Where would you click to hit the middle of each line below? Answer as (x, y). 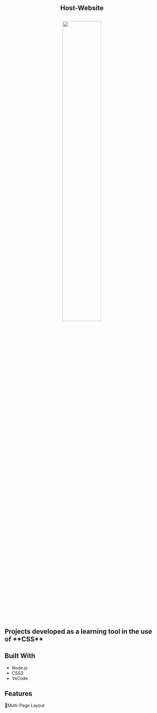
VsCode (20, 678)
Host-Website (82, 8)
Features (18, 694)
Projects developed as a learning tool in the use (78, 632)
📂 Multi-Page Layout (25, 706)
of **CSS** (24, 639)
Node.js (20, 668)
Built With (20, 656)
